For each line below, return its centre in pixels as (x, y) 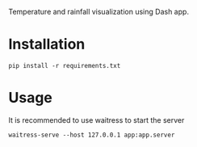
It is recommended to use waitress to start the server (96, 120)
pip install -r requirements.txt (65, 65)
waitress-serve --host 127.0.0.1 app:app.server (92, 135)
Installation (47, 44)
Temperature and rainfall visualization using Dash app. (99, 12)
